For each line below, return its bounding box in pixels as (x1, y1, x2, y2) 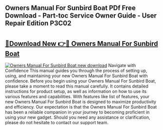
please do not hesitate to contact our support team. (5, 120, 109, 125)
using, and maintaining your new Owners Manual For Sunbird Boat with (5, 73, 148, 79)
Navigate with (108, 63, 136, 68)
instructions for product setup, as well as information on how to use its (5, 88, 147, 94)
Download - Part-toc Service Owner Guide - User (5, 12, 157, 20)
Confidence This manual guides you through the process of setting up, (5, 68, 147, 73)
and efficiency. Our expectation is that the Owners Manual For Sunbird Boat (5, 104, 157, 109)
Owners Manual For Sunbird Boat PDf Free (5, 4, 136, 12)
